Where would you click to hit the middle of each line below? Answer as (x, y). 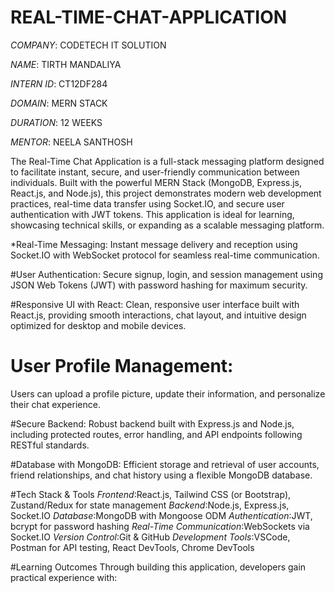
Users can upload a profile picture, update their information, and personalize (168, 393)
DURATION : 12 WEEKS (56, 122)
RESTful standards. (50, 445)
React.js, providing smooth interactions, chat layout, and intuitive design (158, 315)
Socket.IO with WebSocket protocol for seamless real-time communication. (165, 255)
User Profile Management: (122, 366)
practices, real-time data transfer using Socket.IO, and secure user (147, 203)
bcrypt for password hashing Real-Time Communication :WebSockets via (160, 526)
